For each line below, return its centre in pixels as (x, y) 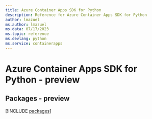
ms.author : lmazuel (26, 24)
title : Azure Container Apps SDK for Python (53, 10)
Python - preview (43, 80)
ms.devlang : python (26, 39)
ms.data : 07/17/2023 (27, 29)
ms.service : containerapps (34, 44)
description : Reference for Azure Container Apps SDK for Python (76, 15)
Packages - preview (37, 99)
